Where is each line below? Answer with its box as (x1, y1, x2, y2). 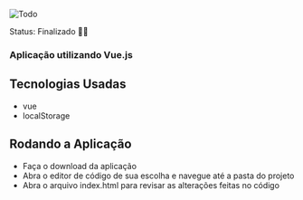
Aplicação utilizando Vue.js (9, 48, 133, 61)
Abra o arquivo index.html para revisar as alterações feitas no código (22, 179, 280, 190)
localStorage (22, 110, 71, 121)
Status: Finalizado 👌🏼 (9, 26, 89, 36)
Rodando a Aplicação (9, 137, 132, 152)
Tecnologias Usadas (9, 77, 127, 92)
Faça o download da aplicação (22, 160, 137, 171)
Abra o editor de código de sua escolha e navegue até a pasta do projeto (22, 170, 295, 181)
